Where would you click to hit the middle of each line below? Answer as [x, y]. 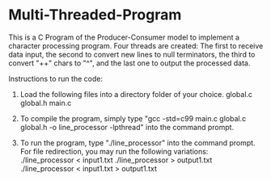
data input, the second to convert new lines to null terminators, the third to [132, 54]
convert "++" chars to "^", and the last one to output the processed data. [129, 63]
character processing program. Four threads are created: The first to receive [136, 45]
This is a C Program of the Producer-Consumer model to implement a [124, 37]
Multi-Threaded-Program [95, 15]
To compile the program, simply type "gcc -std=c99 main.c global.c [133, 118]
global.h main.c [46, 103]
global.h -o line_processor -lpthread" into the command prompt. [127, 127]
